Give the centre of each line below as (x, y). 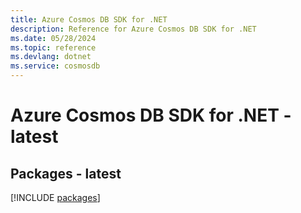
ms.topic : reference (53, 47)
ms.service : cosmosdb (55, 66)
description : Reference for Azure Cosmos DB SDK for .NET (133, 29)
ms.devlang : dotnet (51, 57)
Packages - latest (66, 173)
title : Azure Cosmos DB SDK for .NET (89, 19)
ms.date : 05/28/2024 (53, 38)
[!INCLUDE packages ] (55, 197)
